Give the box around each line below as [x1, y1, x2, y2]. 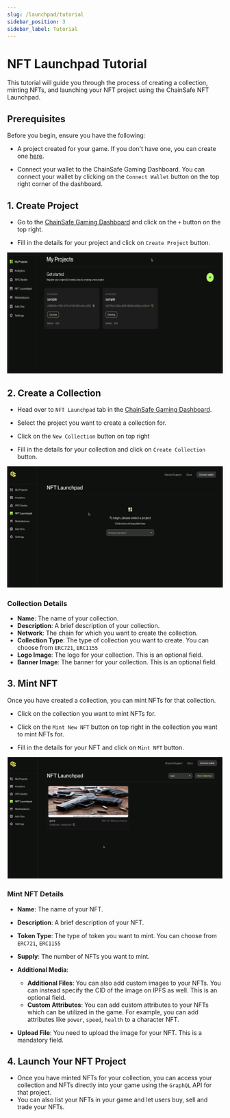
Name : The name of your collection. [16, 614, 119, 622]
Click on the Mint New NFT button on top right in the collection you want [16, 723, 218, 731]
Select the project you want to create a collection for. [16, 419, 167, 427]
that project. [16, 1088, 52, 1097]
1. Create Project [7, 200, 79, 211]
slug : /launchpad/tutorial [7, 11, 84, 18]
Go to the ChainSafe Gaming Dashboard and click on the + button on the [16, 218, 221, 226]
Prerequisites [7, 113, 66, 125]
